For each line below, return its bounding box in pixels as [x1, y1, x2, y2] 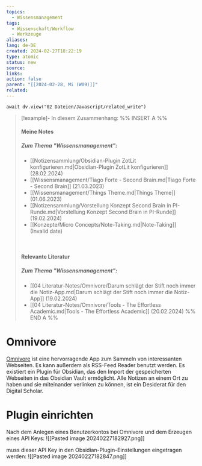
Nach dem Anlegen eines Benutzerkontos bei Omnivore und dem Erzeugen [6, 428, 192, 435]
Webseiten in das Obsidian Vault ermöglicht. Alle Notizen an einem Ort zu [6, 374, 188, 382]
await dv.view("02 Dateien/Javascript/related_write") [6, 104, 147, 110]
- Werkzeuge [11, 31, 42, 37]
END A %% [29, 314, 58, 321]
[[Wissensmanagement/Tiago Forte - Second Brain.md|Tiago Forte [29, 176, 196, 184]
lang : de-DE [6, 43, 36, 49]
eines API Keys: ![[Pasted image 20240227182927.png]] [6, 435, 145, 442]
